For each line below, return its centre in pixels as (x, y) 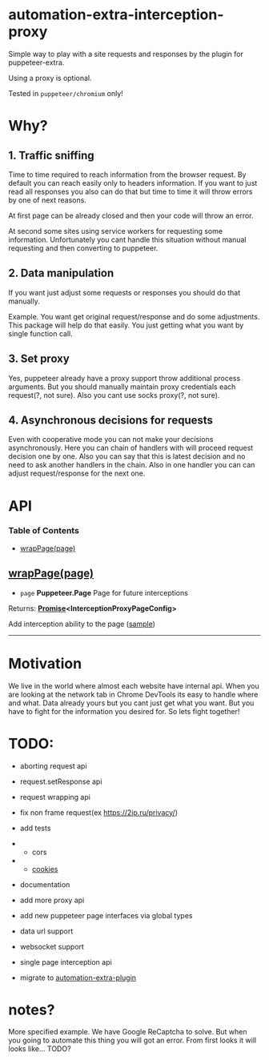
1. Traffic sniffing (51, 155)
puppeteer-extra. (36, 62)
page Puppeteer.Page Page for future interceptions (104, 592)
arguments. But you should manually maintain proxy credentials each (122, 387)
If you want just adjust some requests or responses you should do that (124, 292)
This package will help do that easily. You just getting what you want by (126, 325)
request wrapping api (55, 797)
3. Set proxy (39, 359)
